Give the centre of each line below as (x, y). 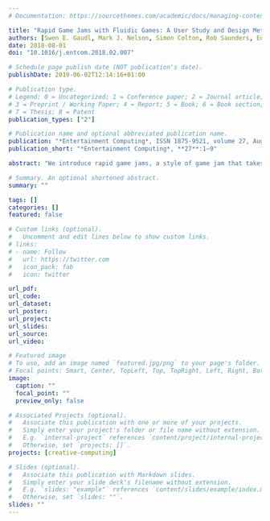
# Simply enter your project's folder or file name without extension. (135, 430)
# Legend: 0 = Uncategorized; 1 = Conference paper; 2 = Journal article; (136, 97)
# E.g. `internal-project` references (77, 438)
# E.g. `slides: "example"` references (79, 490)
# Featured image (37, 356)
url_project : (30, 319)
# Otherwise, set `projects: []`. (70, 445)
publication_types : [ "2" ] (51, 119)
